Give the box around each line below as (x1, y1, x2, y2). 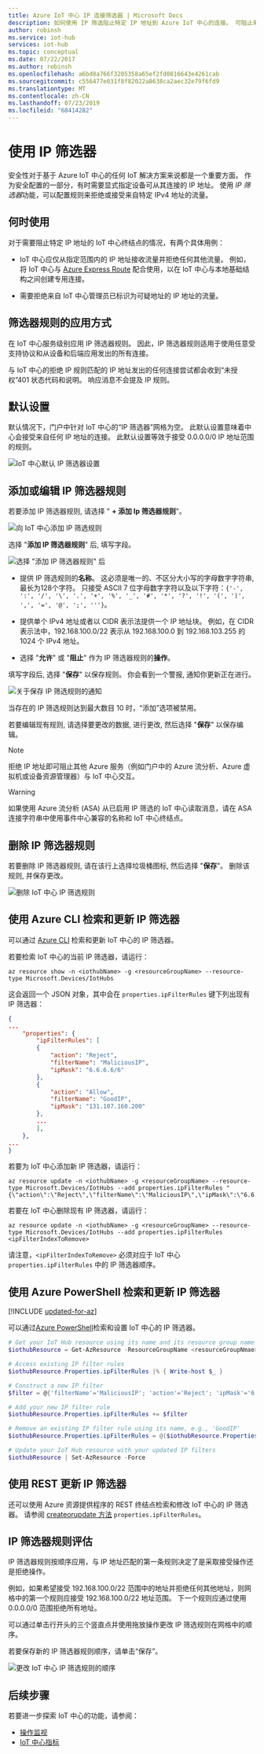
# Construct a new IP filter (8, 1382, 104, 1390)
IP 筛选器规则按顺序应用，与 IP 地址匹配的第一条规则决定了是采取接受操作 (8, 1557, 247, 1567)
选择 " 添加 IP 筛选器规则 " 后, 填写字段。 (8, 540, 136, 549)
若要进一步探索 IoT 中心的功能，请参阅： (8, 1711, 139, 1720)
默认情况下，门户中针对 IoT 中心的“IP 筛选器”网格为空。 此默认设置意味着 (8, 423, 245, 432)
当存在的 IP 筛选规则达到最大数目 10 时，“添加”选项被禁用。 (8, 703, 201, 713)
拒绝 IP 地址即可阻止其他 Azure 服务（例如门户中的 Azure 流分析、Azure (8, 762, 242, 771)
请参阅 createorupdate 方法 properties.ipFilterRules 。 (23, 1509, 206, 1519)
